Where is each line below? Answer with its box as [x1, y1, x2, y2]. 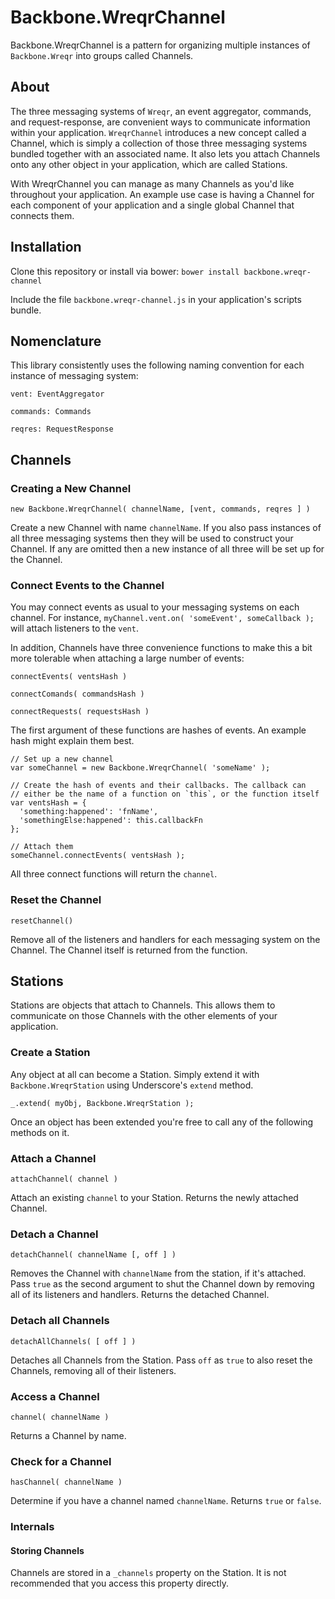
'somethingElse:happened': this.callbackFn [19, 816, 203, 826]
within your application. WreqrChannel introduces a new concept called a [10, 126, 307, 138]
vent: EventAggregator [10, 389, 105, 400]
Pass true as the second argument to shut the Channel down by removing [10, 1278, 315, 1290]
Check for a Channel [10, 1454, 112, 1468]
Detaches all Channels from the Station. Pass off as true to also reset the [10, 1354, 313, 1366]
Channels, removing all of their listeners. [10, 1364, 177, 1376]
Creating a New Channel [10, 481, 132, 495]
